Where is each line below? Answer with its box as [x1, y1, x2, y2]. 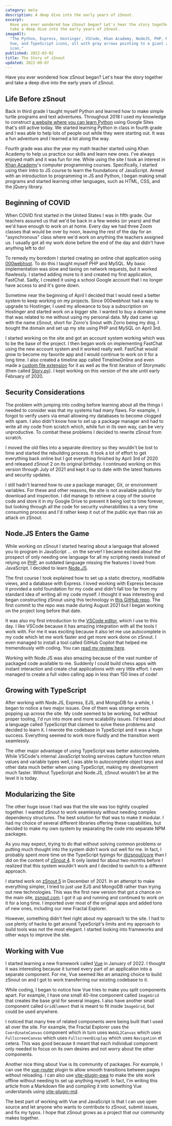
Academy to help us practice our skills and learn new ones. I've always [5, 151, 155, 157]
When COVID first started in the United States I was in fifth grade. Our [5, 212, 153, 218]
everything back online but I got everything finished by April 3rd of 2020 [5, 455, 158, 462]
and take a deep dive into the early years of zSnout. [5, 80, 114, 86]
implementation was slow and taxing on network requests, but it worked [5, 266, 157, 272]
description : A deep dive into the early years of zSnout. [5, 12, 134, 17]
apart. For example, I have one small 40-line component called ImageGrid [5, 992, 160, 998]
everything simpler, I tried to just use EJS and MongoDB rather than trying [5, 883, 161, 890]
